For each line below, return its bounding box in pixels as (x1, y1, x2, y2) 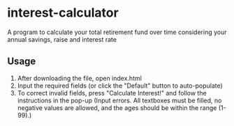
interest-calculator (7, 5, 119, 21)
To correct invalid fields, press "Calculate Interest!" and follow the (17, 88, 207, 97)
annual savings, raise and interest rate (7, 35, 117, 43)
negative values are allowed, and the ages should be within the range (17, 103, 217, 112)
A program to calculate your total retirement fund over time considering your (7, 28, 227, 36)
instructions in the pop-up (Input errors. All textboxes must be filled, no (17, 96, 222, 104)
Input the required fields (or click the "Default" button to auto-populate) (17, 81, 224, 90)
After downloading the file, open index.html (17, 74, 142, 82)
